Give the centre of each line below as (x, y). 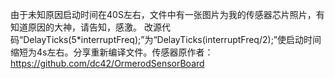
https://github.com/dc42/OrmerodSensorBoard (107, 63)
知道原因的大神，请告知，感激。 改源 (86, 27)
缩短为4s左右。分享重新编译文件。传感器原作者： (112, 52)
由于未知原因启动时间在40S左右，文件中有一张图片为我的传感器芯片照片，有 (167, 14)
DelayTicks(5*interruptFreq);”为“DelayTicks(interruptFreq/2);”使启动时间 (172, 39)
